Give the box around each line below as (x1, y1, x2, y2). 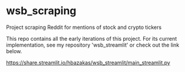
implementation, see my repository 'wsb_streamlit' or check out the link (6, 41, 180, 48)
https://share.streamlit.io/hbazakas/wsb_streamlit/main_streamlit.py (6, 59, 171, 66)
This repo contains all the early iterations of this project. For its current (6, 35, 177, 42)
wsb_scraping (6, 4, 77, 18)
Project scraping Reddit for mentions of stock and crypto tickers (6, 24, 162, 31)
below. (6, 47, 22, 54)
